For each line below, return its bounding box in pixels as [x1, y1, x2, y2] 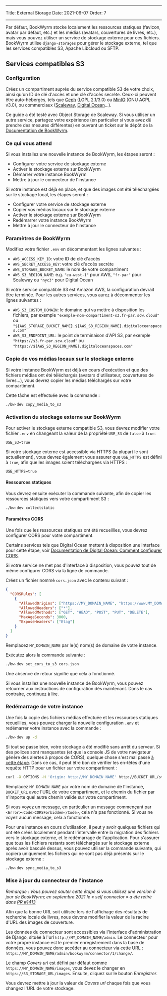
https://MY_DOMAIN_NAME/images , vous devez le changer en [5, 965, 125, 971]
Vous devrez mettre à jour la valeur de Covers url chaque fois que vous [5, 980, 151, 986]
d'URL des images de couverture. [5, 919, 74, 925]
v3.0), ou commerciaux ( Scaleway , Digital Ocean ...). [5, 102, 112, 108]
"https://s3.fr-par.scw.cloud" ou [12, 338, 84, 344]
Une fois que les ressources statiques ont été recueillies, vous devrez [5, 527, 148, 533]
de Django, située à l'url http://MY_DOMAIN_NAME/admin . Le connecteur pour [5, 934, 158, 940]
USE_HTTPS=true [5, 469, 37, 474]
